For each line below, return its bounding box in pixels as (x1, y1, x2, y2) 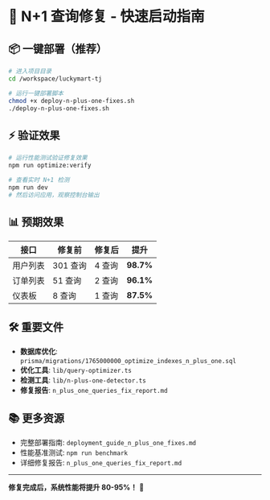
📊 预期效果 (8, 215, 64, 229)
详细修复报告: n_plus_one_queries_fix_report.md (19, 458, 182, 467)
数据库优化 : (19, 347, 58, 357)
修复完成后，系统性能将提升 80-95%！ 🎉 (8, 482, 145, 492)
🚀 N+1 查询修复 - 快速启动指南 (8, 7, 205, 26)
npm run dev (8, 183, 48, 192)
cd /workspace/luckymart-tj (8, 74, 103, 83)
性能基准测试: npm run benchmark (19, 448, 129, 457)
